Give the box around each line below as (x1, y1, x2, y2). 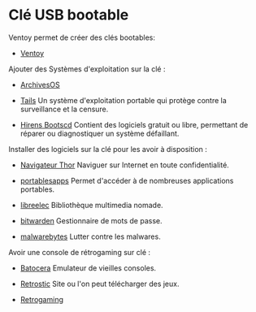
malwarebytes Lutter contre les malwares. (20, 232, 161, 241)
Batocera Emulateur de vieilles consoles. (20, 262, 157, 273)
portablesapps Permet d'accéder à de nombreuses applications (20, 175, 234, 185)
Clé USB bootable (8, 6, 129, 24)
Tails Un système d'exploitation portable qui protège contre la (20, 95, 228, 105)
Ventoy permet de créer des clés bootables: (8, 32, 156, 42)
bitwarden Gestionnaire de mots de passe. (20, 215, 163, 225)
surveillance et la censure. (20, 104, 109, 114)
